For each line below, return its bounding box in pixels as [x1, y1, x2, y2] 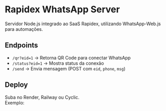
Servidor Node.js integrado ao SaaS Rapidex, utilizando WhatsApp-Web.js [5, 21, 161, 27]
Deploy [5, 81, 28, 89]
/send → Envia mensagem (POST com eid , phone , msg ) [12, 65, 126, 71]
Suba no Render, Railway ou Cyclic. [5, 94, 80, 100]
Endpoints [5, 41, 38, 50]
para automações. [5, 26, 43, 32]
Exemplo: [5, 99, 25, 106]
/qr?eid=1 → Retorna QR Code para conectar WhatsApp [12, 54, 131, 61]
